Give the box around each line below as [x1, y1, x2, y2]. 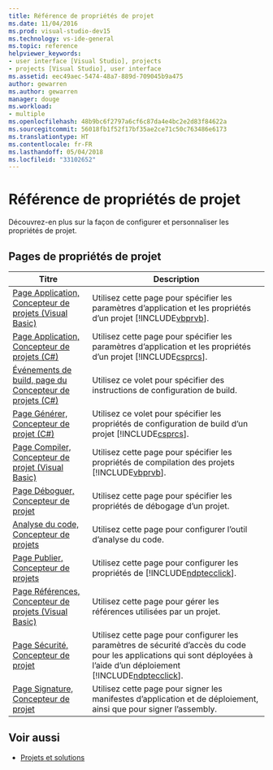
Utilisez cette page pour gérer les [92, 596, 219, 607]
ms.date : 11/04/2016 [8, 19, 79, 28]
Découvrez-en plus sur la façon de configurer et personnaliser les [8, 217, 229, 227]
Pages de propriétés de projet [8, 249, 162, 263]
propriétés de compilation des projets [92, 456, 236, 468]
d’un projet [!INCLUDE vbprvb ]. [92, 313, 210, 323]
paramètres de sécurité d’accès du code [92, 639, 246, 651]
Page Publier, [12, 552, 63, 563]
